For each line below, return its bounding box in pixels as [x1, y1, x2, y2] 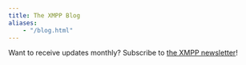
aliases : [8, 19, 38, 27]
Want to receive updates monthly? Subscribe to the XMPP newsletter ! [8, 48, 238, 58]
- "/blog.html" [22, 26, 74, 34]
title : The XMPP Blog [8, 11, 81, 20]
